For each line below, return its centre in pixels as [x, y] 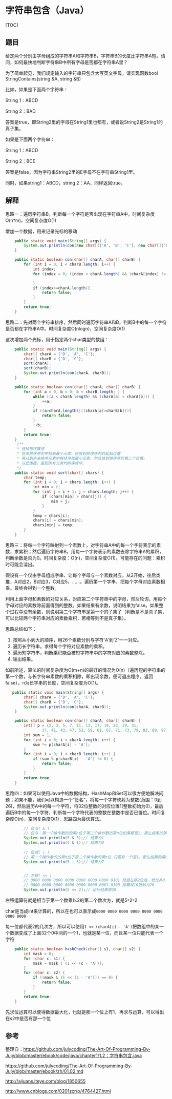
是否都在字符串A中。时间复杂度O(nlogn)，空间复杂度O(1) [65, 328]
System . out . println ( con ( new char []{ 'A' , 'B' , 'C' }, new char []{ [94, 246]
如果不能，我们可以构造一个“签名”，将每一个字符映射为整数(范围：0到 [88, 799]
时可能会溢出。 [21, 564]
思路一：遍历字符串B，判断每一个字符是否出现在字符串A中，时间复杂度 [80, 214]
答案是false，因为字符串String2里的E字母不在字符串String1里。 [71, 172]
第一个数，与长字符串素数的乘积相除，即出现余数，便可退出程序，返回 [79, 676]
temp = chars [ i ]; [51, 515]
